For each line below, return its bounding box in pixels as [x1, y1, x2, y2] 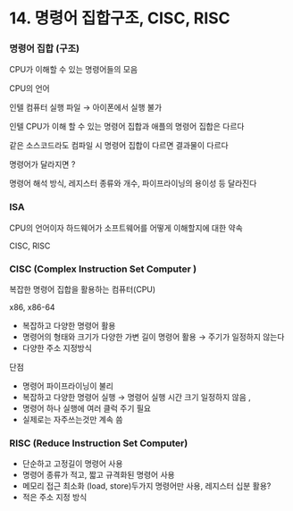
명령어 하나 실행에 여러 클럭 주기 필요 [21, 403, 152, 414]
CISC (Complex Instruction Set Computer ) [9, 263, 197, 275]
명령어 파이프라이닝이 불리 [21, 381, 114, 391]
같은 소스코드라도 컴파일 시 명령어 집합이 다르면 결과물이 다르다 [9, 140, 230, 151]
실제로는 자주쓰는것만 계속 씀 [21, 415, 123, 425]
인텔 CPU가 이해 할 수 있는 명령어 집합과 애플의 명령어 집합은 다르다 [9, 121, 245, 132]
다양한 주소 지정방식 [21, 343, 92, 354]
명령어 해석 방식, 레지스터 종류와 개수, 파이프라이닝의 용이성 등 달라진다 [9, 178, 257, 188]
